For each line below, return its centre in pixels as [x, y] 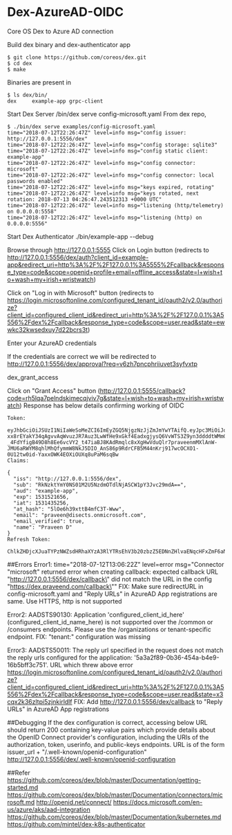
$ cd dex [20, 63]
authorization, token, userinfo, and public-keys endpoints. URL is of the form [116, 744]
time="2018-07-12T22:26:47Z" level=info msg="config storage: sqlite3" [112, 145]
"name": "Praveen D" [43, 527]
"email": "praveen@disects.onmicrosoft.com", [80, 515]
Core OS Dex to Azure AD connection [60, 31]
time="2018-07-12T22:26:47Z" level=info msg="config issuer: [97, 132]
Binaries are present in [39, 82]
